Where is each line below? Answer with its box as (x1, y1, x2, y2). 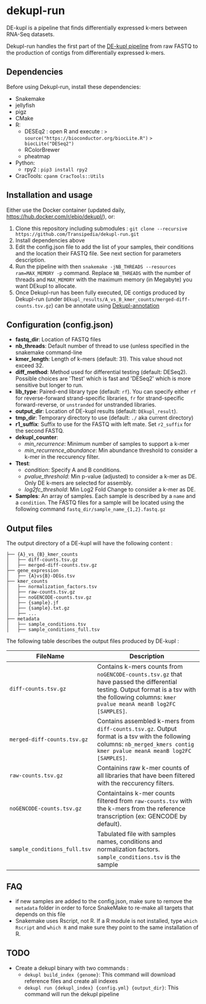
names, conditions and (97, 838, 162, 846)
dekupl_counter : (15, 434, 58, 441)
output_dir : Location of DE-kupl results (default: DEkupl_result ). (15, 408, 178, 415)
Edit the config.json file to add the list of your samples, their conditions (15, 243, 194, 251)
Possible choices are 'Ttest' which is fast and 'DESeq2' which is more (15, 375, 191, 383)
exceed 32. (15, 362, 44, 369)
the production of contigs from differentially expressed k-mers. (6, 49, 166, 56)
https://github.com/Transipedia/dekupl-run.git (15, 231, 139, 237)
